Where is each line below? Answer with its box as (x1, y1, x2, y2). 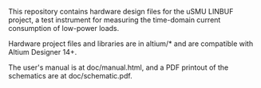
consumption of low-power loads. (8, 24, 120, 33)
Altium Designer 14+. (8, 48, 77, 56)
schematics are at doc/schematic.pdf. (8, 71, 133, 80)
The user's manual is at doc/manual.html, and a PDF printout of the (8, 63, 229, 72)
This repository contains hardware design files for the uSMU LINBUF (8, 7, 234, 16)
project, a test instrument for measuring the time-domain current (8, 15, 221, 25)
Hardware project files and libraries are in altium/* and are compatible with (8, 39, 254, 48)
